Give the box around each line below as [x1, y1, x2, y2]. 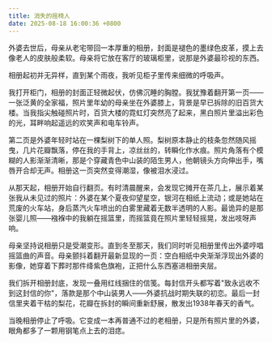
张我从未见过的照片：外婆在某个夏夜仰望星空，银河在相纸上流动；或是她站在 [8, 192, 264, 203]
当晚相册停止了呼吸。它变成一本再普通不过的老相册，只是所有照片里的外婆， [8, 315, 264, 325]
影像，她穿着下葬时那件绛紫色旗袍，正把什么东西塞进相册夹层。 [8, 260, 221, 270]
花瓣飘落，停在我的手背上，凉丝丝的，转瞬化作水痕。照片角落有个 [36, 145, 257, 155]
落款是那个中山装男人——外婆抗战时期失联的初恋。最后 [61, 288, 246, 298]
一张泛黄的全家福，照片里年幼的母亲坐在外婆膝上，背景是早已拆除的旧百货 [8, 97, 257, 107]
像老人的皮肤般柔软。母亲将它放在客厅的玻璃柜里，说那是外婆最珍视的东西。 [8, 53, 264, 62]
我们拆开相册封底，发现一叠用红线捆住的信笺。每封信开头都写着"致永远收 [8, 277, 253, 288]
